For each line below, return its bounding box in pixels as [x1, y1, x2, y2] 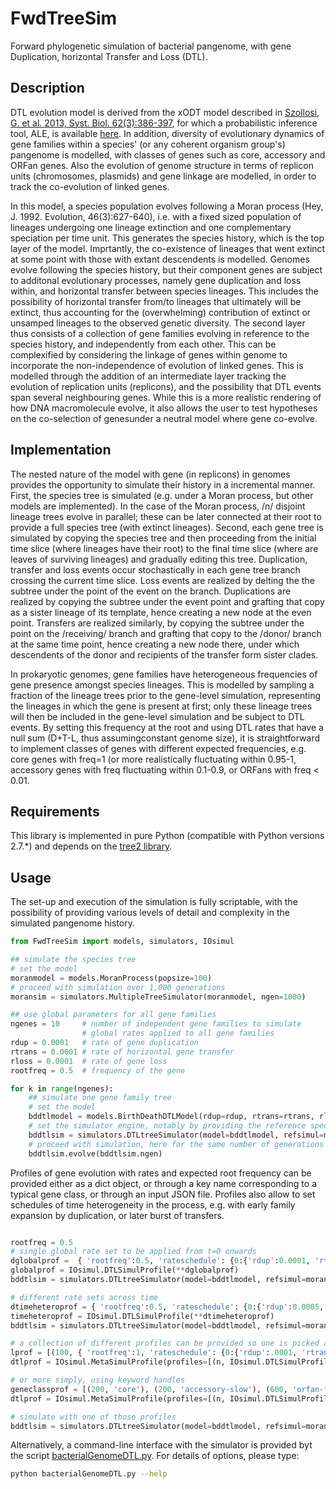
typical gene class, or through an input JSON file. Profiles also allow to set [10, 1188, 316, 1200]
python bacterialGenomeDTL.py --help [10, 1469, 168, 1479]
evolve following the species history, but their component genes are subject [10, 263, 323, 276]
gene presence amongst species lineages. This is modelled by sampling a [10, 678, 315, 691]
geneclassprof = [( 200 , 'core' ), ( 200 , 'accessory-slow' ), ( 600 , [10, 1384, 288, 1394]
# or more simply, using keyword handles [10, 1375, 186, 1386]
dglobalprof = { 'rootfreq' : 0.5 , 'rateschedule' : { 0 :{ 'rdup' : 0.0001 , [10, 1256, 311, 1266]
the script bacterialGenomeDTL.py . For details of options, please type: [10, 1450, 300, 1462]
